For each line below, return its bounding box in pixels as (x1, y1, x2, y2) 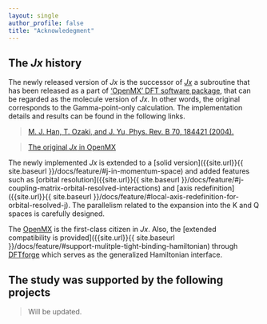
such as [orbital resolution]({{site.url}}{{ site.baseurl (8, 175, 180, 185)
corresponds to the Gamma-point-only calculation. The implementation (8, 103, 243, 113)
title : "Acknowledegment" (8, 26, 94, 34)
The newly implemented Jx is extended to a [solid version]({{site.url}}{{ (8, 158, 244, 168)
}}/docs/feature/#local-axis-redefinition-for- (93, 192, 240, 202)
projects (8, 286, 51, 299)
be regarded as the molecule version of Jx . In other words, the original (8, 94, 241, 104)
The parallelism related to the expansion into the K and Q (71, 201, 260, 210)
